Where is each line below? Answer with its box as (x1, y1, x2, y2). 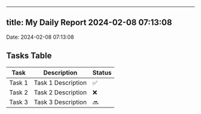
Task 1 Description (33, 78, 87, 87)
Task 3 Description (33, 98, 87, 106)
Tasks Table (6, 51, 52, 61)
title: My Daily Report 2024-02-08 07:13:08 (6, 17, 172, 27)
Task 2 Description (33, 88, 87, 96)
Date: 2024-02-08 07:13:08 (6, 33, 74, 41)
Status (92, 68, 112, 76)
